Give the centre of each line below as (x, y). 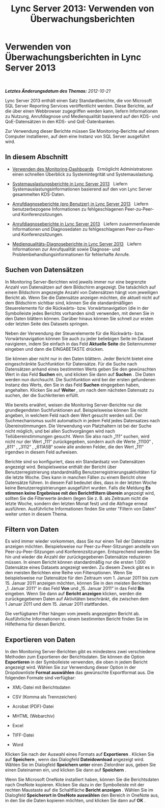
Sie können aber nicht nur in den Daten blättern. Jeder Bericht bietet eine (79, 359)
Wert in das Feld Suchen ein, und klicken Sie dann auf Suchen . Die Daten (80, 374)
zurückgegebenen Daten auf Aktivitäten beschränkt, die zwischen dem (77, 599)
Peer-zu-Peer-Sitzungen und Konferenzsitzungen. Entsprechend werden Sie (82, 552)
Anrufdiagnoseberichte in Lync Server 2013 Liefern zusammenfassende (86, 224)
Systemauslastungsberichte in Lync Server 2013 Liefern (70, 184)
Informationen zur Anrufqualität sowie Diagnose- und (66, 249)
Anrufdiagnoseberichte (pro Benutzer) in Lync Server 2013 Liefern (80, 204)
